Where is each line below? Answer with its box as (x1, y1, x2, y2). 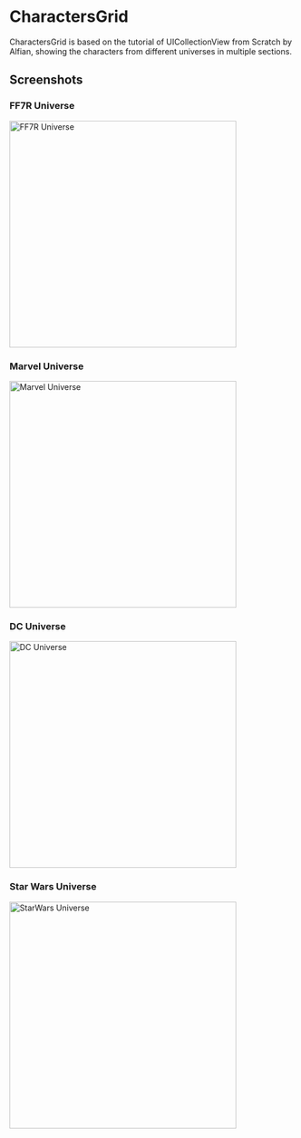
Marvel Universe (9, 360, 84, 373)
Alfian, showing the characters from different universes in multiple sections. (9, 45, 293, 56)
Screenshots (9, 73, 83, 88)
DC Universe (9, 619, 66, 632)
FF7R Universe (9, 100, 75, 112)
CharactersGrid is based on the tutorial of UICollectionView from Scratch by (9, 36, 293, 47)
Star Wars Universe (9, 880, 97, 893)
